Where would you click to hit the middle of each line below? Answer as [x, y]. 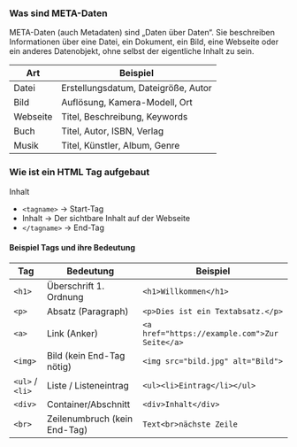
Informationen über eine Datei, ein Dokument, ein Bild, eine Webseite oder [144, 42]
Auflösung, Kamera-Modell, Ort [127, 103]
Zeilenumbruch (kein [90, 419]
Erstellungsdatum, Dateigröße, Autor [137, 89]
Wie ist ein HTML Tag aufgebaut [80, 173]
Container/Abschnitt [89, 404]
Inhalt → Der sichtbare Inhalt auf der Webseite [106, 218]
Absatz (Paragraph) [88, 311]
